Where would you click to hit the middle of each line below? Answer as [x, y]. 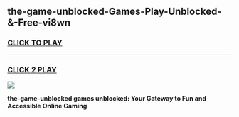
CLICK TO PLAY [35, 43]
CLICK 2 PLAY [32, 69]
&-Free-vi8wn [39, 23]
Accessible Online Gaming [47, 106]
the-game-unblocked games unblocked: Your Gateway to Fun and [107, 98]
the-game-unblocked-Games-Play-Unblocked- [115, 12]
